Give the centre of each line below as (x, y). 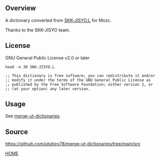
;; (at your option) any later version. (48, 89)
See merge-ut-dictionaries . (33, 116)
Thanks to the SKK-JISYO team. (38, 30)
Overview (21, 8)
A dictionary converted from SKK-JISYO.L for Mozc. (58, 20)
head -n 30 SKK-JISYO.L (30, 67)
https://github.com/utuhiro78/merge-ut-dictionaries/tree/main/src (73, 144)
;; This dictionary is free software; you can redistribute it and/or (80, 75)
